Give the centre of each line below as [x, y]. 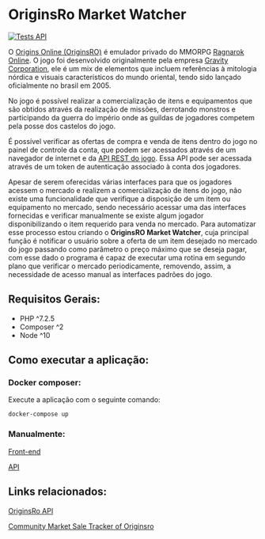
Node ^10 [35, 335]
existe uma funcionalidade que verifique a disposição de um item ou [119, 199]
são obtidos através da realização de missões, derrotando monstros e [122, 109]
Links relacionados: [58, 492]
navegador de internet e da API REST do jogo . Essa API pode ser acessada [130, 158]
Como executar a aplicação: [79, 361]
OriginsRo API [31, 511]
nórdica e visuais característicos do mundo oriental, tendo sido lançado [125, 77]
